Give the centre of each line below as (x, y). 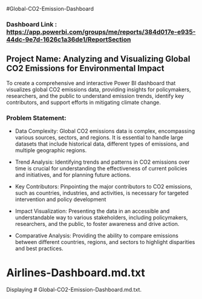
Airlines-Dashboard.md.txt (76, 273)
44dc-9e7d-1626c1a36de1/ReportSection (69, 39)
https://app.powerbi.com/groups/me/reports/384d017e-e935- (101, 31)
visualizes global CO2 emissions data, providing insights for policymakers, (99, 89)
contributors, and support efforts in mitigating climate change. (84, 102)
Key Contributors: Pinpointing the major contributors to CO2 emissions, (103, 187)
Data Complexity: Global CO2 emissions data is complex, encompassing (105, 131)
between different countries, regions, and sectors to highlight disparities (105, 242)
